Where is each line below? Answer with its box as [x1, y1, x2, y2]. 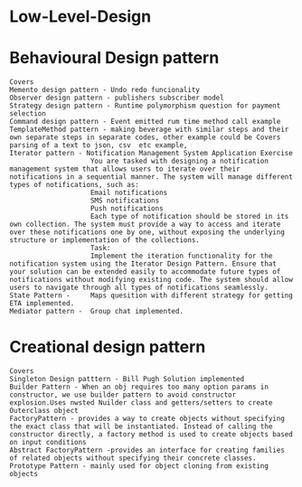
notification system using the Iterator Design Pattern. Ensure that [9, 259, 278, 268]
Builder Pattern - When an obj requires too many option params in [9, 382, 269, 392]
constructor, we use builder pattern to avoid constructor [9, 390, 237, 399]
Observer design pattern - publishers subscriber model [9, 93, 224, 103]
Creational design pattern [9, 337, 206, 358]
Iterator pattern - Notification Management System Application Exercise [9, 149, 294, 158]
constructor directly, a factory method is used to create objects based [9, 430, 294, 439]
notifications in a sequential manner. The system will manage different [9, 173, 294, 182]
